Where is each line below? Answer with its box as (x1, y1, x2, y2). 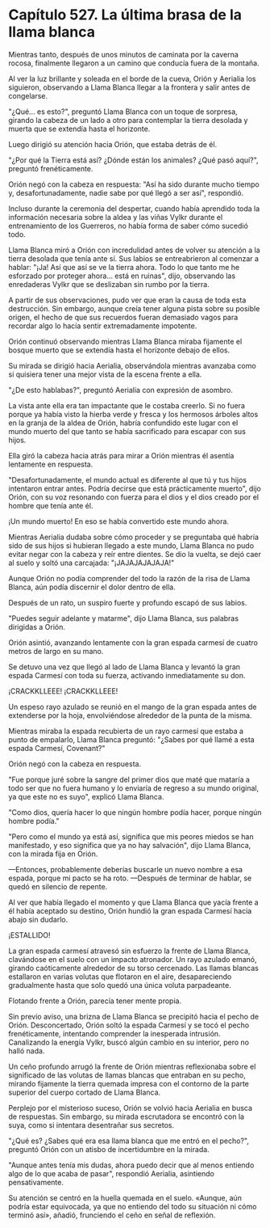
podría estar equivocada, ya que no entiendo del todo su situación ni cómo (8, 1201, 257, 1211)
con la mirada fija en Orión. (8, 849, 98, 859)
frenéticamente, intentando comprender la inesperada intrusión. (8, 1028, 221, 1038)
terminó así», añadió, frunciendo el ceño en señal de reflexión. (8, 1210, 216, 1220)
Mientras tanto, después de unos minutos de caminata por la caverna (8, 49, 239, 59)
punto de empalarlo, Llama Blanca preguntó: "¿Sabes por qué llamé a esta (8, 734, 255, 745)
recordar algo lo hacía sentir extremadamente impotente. (8, 321, 197, 331)
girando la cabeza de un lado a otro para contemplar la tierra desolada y (8, 115, 248, 124)
